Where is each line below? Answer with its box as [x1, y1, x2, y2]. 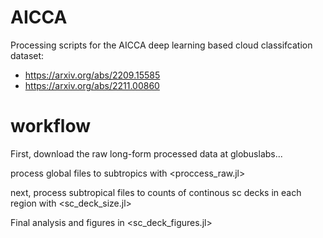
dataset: [10, 49, 45, 61]
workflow [10, 115, 91, 138]
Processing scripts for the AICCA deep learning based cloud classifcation [10, 39, 313, 51]
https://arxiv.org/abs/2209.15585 [24, 69, 161, 81]
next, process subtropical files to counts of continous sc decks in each [10, 186, 302, 198]
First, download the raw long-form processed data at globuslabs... [10, 147, 283, 160]
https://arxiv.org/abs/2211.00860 [24, 79, 160, 91]
